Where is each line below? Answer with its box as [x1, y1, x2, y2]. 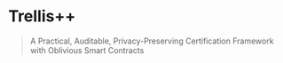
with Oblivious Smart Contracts [29, 44, 145, 55]
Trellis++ [8, 6, 76, 27]
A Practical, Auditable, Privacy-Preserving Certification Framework [29, 35, 274, 46]
